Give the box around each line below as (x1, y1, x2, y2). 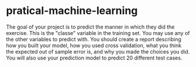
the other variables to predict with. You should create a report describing (6, 36, 181, 43)
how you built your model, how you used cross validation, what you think (6, 42, 182, 49)
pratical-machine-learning (6, 4, 138, 17)
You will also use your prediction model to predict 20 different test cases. (6, 54, 183, 61)
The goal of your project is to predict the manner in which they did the (6, 23, 175, 30)
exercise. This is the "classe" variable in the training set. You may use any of (6, 29, 190, 36)
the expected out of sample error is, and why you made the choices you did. (6, 48, 190, 55)
